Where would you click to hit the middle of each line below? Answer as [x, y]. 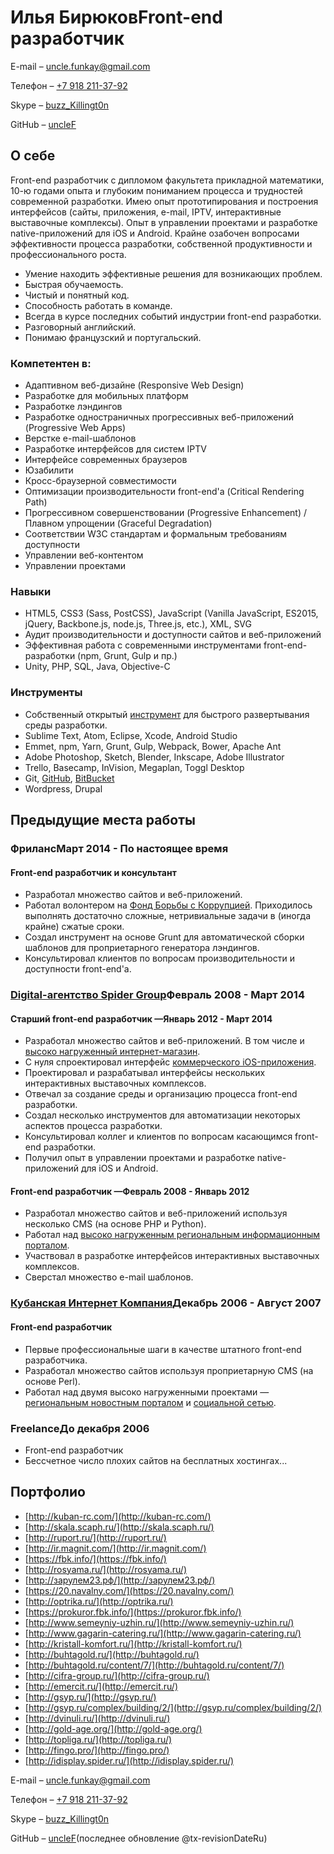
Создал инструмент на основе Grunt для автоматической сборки [164, 937]
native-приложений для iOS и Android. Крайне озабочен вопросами [155, 233]
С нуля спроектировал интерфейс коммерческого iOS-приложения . [170, 1062]
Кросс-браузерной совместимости [100, 481]
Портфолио [48, 1492]
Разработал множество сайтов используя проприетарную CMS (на [169, 1370]
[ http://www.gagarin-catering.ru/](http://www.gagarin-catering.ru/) [163, 1633]
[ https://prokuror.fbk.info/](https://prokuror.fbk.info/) [133, 1612]
